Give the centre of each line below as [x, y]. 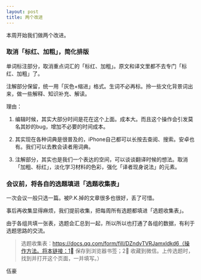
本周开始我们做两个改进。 [38, 35]
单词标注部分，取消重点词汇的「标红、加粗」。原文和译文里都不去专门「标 [97, 66]
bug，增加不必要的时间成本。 [72, 127]
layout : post [22, 12]
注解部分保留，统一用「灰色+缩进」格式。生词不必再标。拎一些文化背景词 [97, 86]
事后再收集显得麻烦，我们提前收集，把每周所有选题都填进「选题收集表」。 [97, 211]
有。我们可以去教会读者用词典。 [54, 146]
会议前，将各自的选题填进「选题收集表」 [64, 184]
